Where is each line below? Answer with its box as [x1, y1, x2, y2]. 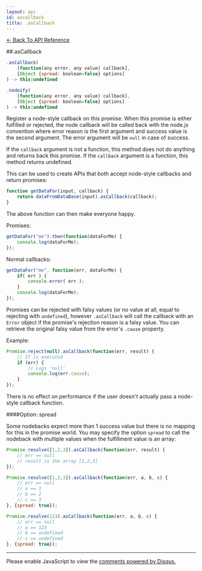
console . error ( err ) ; [28, 278, 85, 284]
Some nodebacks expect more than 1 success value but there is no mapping [6, 423, 195, 430]
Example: [6, 337, 29, 344]
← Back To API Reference [6, 37, 70, 44]
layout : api [6, 8, 36, 15]
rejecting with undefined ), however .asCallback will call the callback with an [6, 312, 194, 319]
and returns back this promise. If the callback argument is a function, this [6, 152, 188, 159]
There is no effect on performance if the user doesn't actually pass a [6, 393, 177, 400]
